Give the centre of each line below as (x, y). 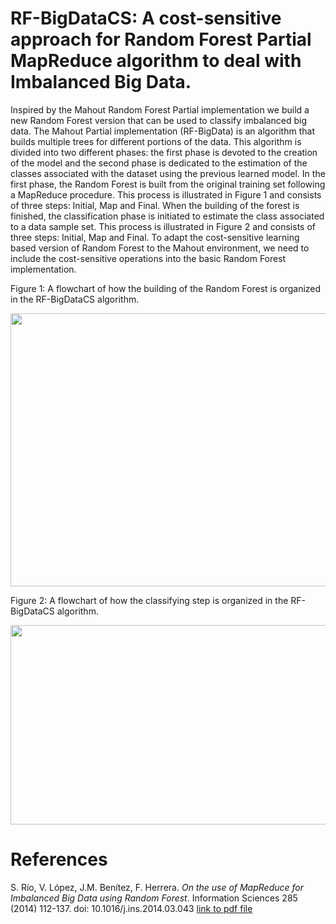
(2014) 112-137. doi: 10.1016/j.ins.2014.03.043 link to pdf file (131, 908)
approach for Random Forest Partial (161, 39)
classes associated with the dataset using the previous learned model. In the (168, 173)
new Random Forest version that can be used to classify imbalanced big (159, 120)
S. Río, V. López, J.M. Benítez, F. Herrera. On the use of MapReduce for (157, 887)
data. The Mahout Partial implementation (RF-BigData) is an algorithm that (162, 131)
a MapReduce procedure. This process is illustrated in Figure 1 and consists (166, 194)
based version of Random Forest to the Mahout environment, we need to (160, 248)
